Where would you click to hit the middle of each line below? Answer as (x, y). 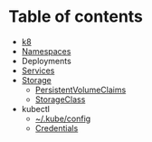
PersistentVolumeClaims (81, 90)
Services (38, 71)
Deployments (46, 61)
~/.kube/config (63, 118)
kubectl (36, 109)
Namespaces (46, 51)
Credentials (57, 128)
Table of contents (76, 17)
